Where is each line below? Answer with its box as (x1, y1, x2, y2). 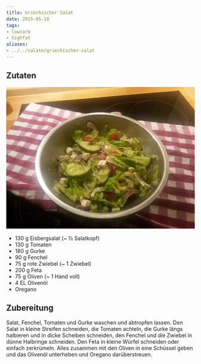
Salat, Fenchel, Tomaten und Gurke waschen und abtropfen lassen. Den (6, 318, 184, 326)
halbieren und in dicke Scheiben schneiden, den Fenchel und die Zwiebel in (6, 332, 193, 339)
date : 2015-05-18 (6, 16, 50, 22)
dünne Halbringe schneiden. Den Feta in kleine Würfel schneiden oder (6, 338, 179, 345)
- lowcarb (6, 29, 31, 35)
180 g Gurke (14, 247, 45, 254)
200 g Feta (14, 266, 42, 273)
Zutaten (6, 71, 37, 81)
